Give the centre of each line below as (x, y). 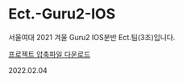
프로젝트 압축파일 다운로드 (50, 54)
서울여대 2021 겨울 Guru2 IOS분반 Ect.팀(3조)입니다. (92, 37)
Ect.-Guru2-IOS (62, 14)
